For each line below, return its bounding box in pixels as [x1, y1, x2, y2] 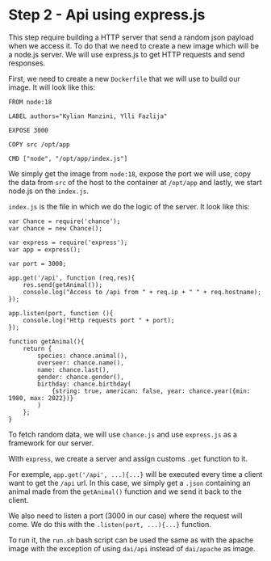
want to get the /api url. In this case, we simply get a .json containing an [8, 478, 252, 487]
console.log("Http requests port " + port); [23, 316, 175, 324]
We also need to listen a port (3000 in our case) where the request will [8, 511, 243, 521]
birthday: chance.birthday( [37, 380, 131, 388]
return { [23, 344, 52, 352]
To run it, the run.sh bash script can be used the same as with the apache [8, 535, 254, 545]
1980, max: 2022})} [8, 394, 74, 402]
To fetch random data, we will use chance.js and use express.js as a [8, 429, 238, 439]
